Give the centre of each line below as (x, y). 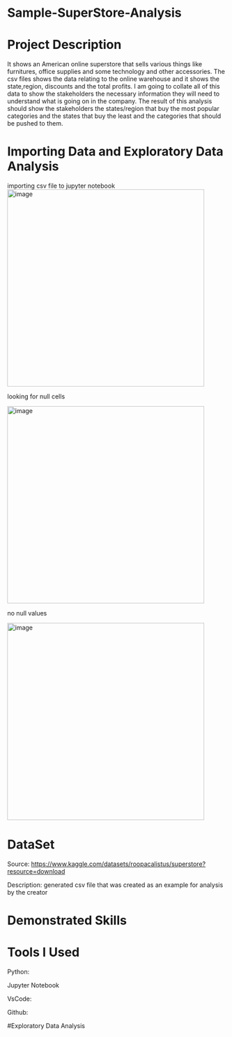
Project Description (64, 45)
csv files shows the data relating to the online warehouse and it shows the (113, 79)
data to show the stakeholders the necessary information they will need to (114, 94)
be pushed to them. (35, 124)
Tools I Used (44, 952)
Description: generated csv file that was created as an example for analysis (115, 885)
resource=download (36, 871)
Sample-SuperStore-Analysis (94, 13)
